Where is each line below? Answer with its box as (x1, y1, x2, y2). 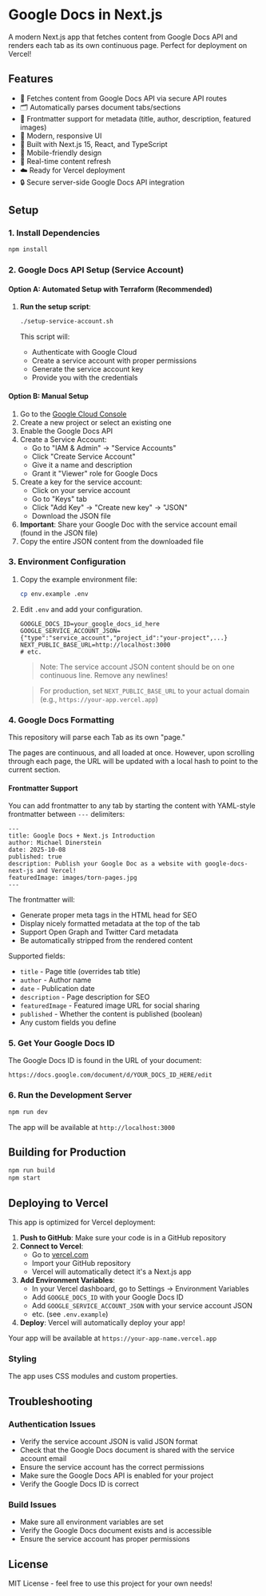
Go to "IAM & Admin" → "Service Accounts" (31, 443, 177, 452)
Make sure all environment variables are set (19, 1517, 164, 1527)
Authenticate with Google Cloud (31, 348, 137, 357)
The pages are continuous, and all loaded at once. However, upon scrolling (8, 747, 255, 757)
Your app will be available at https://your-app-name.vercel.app (8, 1333, 217, 1343)
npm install (8, 245, 48, 253)
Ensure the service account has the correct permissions (19, 1463, 205, 1472)
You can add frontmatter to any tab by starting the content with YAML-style (8, 801, 256, 810)
